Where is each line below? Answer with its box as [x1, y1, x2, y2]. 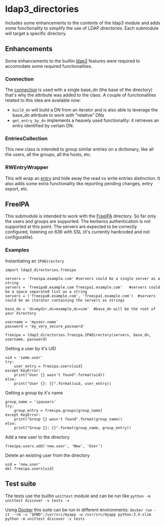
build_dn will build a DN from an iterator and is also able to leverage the [12, 107, 158, 113]
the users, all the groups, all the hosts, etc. [5, 152, 92, 158]
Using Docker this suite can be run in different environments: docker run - [5, 507, 157, 513]
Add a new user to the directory [5, 434, 70, 440]
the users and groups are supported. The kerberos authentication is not [5, 218, 151, 224]
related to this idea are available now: [5, 98, 81, 104]
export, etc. [5, 186, 29, 192]
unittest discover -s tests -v [5, 498, 70, 503]
